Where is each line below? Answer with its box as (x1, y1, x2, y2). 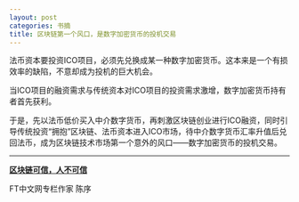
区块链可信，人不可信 (9, 165, 87, 175)
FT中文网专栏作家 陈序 (9, 183, 92, 194)
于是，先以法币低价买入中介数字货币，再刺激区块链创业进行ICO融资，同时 (9, 115, 280, 125)
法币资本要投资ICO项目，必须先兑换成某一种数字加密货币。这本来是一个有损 (9, 55, 288, 66)
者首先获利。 (9, 96, 56, 107)
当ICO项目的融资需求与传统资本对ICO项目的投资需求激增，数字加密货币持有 (9, 85, 287, 96)
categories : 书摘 (9, 21, 71, 30)
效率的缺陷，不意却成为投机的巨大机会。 (9, 66, 158, 77)
